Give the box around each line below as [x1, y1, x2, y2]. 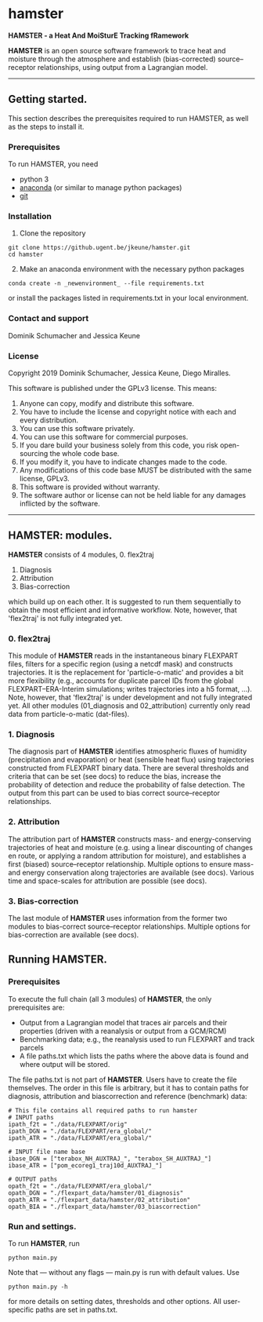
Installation [8, 210, 52, 221]
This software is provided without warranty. [19, 482, 160, 491]
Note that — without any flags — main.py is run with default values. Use [8, 1267, 240, 1276]
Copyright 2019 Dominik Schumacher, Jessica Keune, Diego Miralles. [8, 368, 231, 378]
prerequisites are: [8, 1002, 65, 1012]
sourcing [19, 448, 49, 458]
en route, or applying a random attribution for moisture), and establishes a [8, 851, 247, 860]
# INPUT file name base [8, 1148, 86, 1156]
